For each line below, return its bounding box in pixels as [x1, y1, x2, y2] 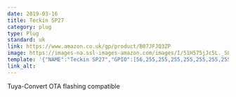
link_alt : [7, 63, 37, 70]
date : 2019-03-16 [7, 10, 58, 18]
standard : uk [7, 37, 46, 44]
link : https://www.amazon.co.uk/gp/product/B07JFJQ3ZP [7, 43, 171, 50]
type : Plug [7, 30, 39, 37]
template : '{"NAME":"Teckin [7, 56, 90, 63]
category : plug [7, 23, 52, 30]
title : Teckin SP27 [7, 17, 65, 24]
